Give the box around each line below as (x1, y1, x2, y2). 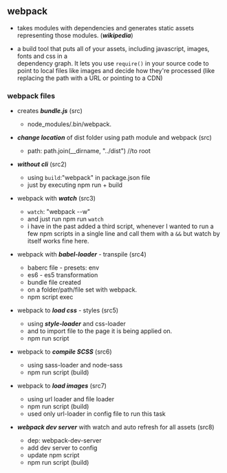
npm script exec (27, 293, 74, 301)
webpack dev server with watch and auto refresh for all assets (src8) (17, 423, 215, 432)
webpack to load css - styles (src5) (17, 306, 119, 314)
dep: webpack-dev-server (27, 436, 102, 445)
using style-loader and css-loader (27, 320, 126, 328)
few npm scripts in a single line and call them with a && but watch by (27, 230, 220, 238)
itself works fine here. (27, 237, 89, 245)
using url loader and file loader (27, 395, 115, 403)
